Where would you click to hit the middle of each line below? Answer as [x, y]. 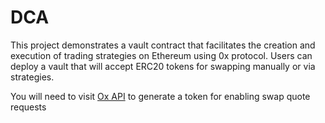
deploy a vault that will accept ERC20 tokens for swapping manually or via [163, 66]
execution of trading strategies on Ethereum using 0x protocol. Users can [161, 55]
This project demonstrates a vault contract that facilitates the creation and [163, 45]
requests [28, 107]
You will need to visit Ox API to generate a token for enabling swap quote [160, 96]
